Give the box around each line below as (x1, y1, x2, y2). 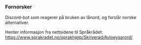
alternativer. (5, 20, 29, 25)
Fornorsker (5, 3, 32, 10)
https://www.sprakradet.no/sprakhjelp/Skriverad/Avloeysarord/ (5, 34, 133, 40)
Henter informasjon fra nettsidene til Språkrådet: (5, 29, 103, 35)
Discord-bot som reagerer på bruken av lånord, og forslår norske (5, 15, 137, 21)
